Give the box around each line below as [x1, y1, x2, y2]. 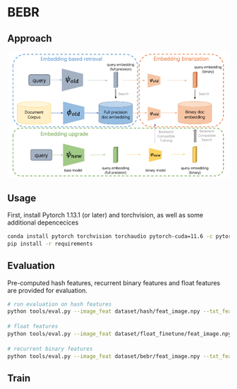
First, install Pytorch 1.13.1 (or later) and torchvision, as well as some [7, 210, 203, 219]
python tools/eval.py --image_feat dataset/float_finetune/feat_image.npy [7, 330, 232, 337]
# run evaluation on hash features [7, 301, 112, 308]
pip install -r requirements [7, 240, 93, 247]
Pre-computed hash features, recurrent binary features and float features [7, 278, 221, 287]
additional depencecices [7, 218, 79, 227]
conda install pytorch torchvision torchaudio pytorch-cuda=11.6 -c [7, 232, 213, 240]
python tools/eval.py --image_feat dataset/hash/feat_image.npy [7, 308, 200, 315]
